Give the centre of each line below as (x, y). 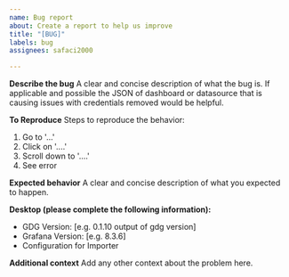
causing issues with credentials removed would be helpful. (116, 102)
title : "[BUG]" (37, 34)
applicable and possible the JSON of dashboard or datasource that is (136, 94)
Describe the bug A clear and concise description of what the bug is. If (140, 84)
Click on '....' (44, 147)
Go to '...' (38, 137)
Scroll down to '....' (56, 156)
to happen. (29, 192)
